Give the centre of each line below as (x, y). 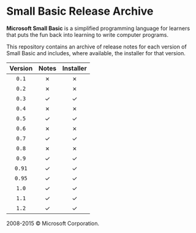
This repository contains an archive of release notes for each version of (96, 47)
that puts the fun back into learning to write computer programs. (87, 34)
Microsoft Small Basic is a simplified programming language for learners (98, 28)
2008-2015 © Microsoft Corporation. (53, 223)
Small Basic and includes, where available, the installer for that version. (96, 53)
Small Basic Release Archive (80, 11)
